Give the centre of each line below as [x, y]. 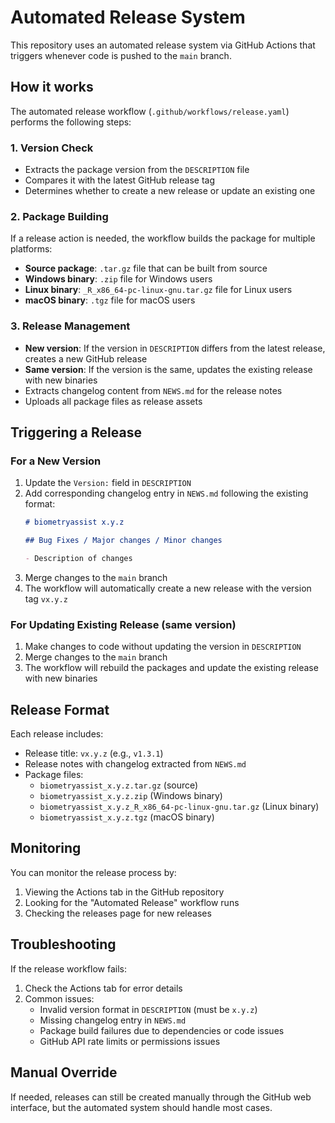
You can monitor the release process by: [93, 872]
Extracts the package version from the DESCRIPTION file [137, 170]
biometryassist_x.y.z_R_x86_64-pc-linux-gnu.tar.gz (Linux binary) [179, 807]
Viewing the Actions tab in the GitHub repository [124, 892]
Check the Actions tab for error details [103, 988]
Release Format [60, 709]
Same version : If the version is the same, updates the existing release [168, 369]
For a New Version [56, 461]
